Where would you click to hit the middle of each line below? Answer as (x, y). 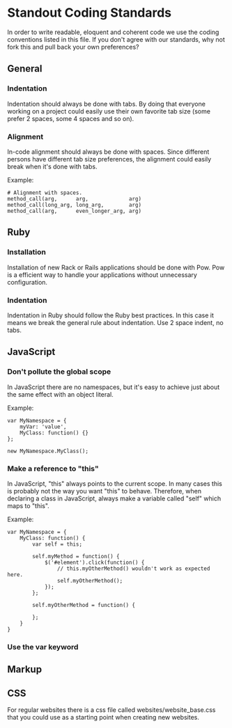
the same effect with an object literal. (60, 394)
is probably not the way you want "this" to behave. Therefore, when (105, 491)
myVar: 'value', (44, 427)
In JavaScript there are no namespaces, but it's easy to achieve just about (114, 387)
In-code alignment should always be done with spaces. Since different (108, 152)
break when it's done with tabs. (52, 166)
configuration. (27, 282)
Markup (25, 670)
